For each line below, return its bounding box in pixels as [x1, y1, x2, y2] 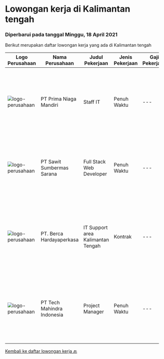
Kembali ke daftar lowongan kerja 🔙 [5, 348, 77, 354]
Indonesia [41, 311, 63, 318]
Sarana [41, 171, 57, 178]
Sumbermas [41, 164, 69, 171]
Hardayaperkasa [41, 237, 79, 243]
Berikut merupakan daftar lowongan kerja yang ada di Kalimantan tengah [5, 42, 152, 48]
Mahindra [41, 305, 63, 312]
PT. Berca [41, 230, 63, 237]
